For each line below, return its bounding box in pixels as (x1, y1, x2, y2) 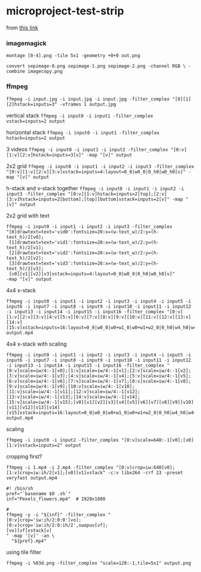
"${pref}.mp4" (11, 538, 47, 544)
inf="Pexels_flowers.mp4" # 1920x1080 (6, 496, 106, 502)
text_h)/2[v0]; (6, 234, 44, 240)
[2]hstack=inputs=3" (6, 101, 58, 107)
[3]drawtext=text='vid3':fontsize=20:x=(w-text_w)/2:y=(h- (8, 260, 160, 266)
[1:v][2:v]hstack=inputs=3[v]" (6, 152, 84, 158)
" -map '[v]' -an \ (6, 532, 55, 538)
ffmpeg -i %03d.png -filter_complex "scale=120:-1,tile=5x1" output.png (6, 560, 191, 566)
